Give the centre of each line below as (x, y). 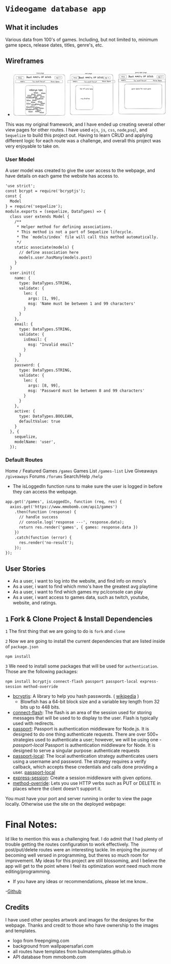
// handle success (38, 517)
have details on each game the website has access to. (62, 176)
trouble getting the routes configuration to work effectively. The (72, 844)
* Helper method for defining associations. (65, 227)
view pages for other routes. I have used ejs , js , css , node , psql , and (76, 130)
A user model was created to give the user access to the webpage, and (80, 170)
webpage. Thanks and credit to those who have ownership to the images (82, 925)
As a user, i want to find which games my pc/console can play (78, 592)
